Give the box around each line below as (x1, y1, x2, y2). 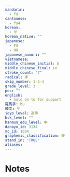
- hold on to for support (9, 97, 62, 102)
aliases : (5, 143, 23, 147)
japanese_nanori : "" (5, 52, 47, 57)
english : (5, 93, 23, 97)
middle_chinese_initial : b (5, 61, 59, 66)
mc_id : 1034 (5, 129, 29, 134)
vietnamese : (5, 57, 29, 62)
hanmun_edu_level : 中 (5, 120, 48, 125)
